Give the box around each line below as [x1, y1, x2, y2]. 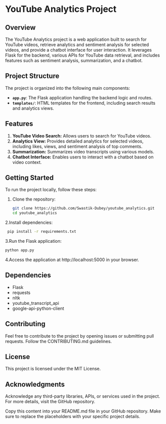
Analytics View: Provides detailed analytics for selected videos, [12, 138, 144, 144]
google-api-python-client [12, 305, 64, 311]
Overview [5, 23, 36, 32]
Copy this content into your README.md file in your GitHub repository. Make [5, 408, 161, 414]
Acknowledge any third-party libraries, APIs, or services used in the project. [5, 393, 160, 399]
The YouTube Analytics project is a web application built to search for [5, 36, 147, 42]
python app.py [5, 248, 35, 253]
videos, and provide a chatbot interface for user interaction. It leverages [5, 47, 152, 53]
